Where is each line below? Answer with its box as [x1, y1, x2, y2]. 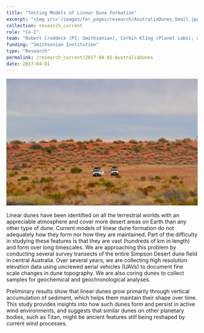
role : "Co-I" [6, 29, 39, 35]
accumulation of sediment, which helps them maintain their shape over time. [6, 294, 197, 302]
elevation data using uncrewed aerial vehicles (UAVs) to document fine [6, 263, 183, 271]
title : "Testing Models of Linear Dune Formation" [6, 10, 137, 16]
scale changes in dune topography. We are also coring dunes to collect [6, 269, 185, 277]
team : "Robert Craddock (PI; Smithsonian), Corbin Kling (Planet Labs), [6, 35, 194, 42]
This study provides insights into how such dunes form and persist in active [6, 300, 195, 308]
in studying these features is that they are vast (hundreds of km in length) [6, 237, 190, 245]
